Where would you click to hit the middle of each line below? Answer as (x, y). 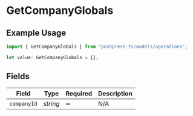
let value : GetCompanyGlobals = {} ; (52, 57)
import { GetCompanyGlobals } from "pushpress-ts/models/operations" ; (97, 47)
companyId (23, 104)
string (51, 103)
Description (115, 93)
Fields (18, 76)
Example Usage (36, 33)
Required (79, 93)
